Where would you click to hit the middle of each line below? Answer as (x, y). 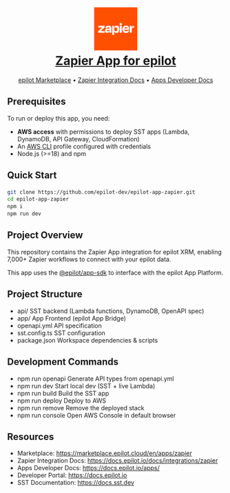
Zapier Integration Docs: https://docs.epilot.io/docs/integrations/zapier (117, 461)
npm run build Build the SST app (63, 393)
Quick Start (32, 175)
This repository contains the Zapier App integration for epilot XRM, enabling (115, 252)
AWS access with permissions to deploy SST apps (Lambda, (103, 132)
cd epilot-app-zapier (38, 199)
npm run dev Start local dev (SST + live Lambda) (86, 385)
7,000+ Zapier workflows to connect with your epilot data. (89, 259)
